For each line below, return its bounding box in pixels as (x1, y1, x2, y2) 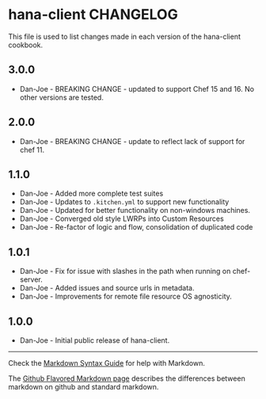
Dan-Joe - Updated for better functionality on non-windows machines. (19, 206, 251, 215)
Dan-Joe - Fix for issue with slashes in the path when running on (19, 267, 231, 276)
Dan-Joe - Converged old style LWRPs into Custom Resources (19, 214, 224, 223)
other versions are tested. (19, 93, 104, 102)
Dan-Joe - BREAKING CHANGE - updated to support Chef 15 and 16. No (19, 84, 255, 93)
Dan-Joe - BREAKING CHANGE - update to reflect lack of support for (19, 136, 245, 146)
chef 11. (19, 145, 45, 154)
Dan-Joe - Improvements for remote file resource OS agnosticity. (19, 291, 232, 302)
